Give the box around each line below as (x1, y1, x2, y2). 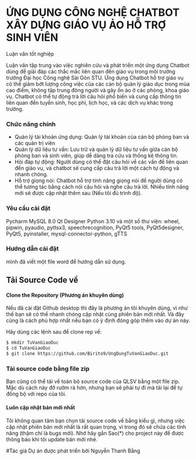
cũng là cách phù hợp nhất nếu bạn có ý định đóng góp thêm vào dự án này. (6, 317, 191, 324)
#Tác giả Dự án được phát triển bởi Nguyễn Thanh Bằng (6, 447, 140, 454)
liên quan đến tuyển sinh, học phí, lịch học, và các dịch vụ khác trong (6, 99, 174, 106)
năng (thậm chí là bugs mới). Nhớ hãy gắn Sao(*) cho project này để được (6, 429, 184, 437)
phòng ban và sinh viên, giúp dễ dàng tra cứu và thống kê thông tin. (14, 152, 178, 159)
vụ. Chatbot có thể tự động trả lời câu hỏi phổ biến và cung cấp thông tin (6, 93, 181, 100)
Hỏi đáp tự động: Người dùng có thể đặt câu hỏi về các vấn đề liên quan (14, 159, 188, 166)
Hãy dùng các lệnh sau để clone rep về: (6, 328, 102, 335)
